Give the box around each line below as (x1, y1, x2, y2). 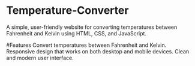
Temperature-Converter (6, 4, 129, 17)
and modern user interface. (6, 54, 74, 61)
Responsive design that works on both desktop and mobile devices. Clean (6, 47, 190, 55)
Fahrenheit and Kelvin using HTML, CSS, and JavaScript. (6, 29, 147, 37)
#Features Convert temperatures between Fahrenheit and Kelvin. (6, 41, 167, 49)
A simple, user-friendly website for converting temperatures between (6, 23, 178, 31)
